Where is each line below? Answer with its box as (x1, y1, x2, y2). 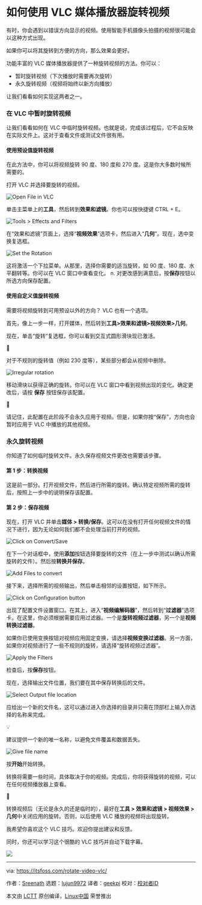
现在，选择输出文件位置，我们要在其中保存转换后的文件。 (6, 679, 148, 687)
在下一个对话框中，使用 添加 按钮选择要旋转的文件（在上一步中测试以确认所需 (6, 550, 196, 557)
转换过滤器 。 (6, 622, 38, 629)
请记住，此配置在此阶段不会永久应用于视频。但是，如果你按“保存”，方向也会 (6, 413, 195, 420)
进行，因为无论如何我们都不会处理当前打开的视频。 (16, 526, 143, 533)
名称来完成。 (16, 711, 49, 718)
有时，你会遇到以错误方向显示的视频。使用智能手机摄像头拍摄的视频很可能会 (6, 26, 196, 34)
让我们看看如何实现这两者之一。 (6, 93, 85, 100)
